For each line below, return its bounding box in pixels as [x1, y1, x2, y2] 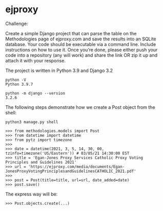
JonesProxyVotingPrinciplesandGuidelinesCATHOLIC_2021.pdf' [5, 169, 137, 174]
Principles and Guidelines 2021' [5, 159, 77, 165]
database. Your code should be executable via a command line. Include [5, 41, 156, 47]
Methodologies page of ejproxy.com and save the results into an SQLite [5, 36, 156, 42]
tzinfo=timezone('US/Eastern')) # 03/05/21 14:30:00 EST [5, 151, 130, 156]
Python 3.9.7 [5, 82, 33, 87]
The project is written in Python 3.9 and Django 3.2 [5, 67, 113, 74]
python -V [5, 77, 27, 82]
